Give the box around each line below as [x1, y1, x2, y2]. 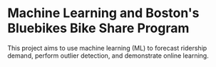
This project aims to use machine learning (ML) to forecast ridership [7, 43, 207, 52]
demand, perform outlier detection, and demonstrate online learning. [7, 51, 209, 60]
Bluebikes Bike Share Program [7, 20, 190, 36]
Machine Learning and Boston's [7, 5, 200, 21]
